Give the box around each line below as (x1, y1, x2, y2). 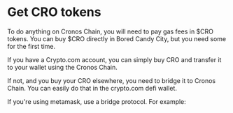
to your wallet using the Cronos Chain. (7, 63, 118, 71)
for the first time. (7, 42, 56, 50)
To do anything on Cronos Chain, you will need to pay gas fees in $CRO (7, 27, 214, 36)
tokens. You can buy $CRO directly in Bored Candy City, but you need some (7, 34, 227, 43)
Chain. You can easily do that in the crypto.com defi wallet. (7, 84, 177, 92)
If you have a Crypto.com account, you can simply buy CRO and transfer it (7, 55, 222, 63)
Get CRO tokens (7, 4, 101, 20)
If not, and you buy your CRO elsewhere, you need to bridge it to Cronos (7, 76, 216, 84)
